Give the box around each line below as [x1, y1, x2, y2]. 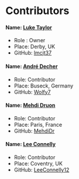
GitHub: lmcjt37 [13, 49, 52, 56]
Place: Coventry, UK [13, 160, 63, 167]
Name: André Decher [5, 63, 58, 70]
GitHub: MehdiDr [13, 127, 55, 134]
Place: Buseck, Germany [13, 82, 74, 89]
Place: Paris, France [13, 121, 63, 128]
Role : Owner [13, 37, 46, 44]
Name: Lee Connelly [5, 141, 56, 148]
